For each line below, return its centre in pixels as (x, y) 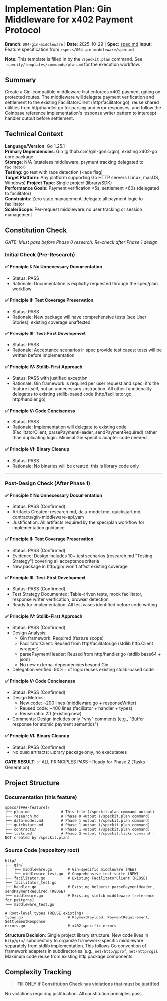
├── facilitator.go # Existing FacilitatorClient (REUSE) (77, 878)
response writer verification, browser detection (60, 599)
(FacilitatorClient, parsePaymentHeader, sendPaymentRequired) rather (84, 432)
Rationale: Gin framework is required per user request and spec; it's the (85, 383)
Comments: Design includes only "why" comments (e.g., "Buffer (78, 719)
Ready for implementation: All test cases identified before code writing (84, 605)
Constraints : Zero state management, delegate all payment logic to (74, 199)
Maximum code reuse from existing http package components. (70, 956)
